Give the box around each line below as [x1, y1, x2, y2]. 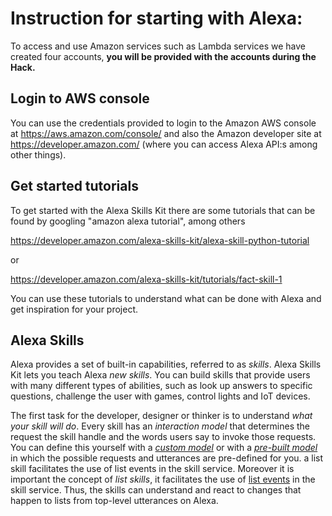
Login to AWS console [10, 90, 150, 107]
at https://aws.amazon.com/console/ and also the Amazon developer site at [10, 127, 322, 139]
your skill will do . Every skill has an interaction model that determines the [10, 420, 311, 432]
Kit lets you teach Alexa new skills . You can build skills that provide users [10, 369, 311, 381]
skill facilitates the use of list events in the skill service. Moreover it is [10, 463, 295, 475]
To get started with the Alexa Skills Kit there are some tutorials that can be [10, 204, 316, 216]
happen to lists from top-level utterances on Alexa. [10, 495, 219, 507]
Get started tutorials [10, 178, 139, 195]
